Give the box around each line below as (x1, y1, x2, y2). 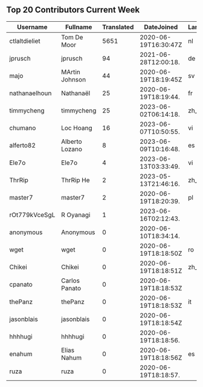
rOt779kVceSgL (9, 210, 56, 219)
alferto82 (9, 141, 36, 149)
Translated (102, 22, 134, 31)
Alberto (61, 137, 83, 146)
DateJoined (144, 22, 178, 31)
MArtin (61, 68, 80, 76)
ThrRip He (61, 175, 90, 184)
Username (17, 22, 48, 31)
